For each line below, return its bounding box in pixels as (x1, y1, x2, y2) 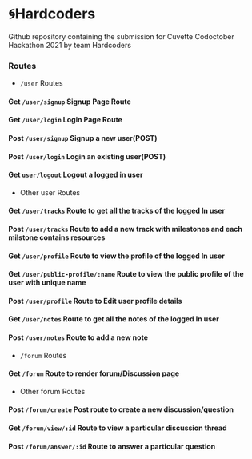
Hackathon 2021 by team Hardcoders (8, 40, 132, 50)
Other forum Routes (19, 386, 86, 396)
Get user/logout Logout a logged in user (8, 170, 143, 180)
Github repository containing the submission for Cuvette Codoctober (8, 31, 234, 41)
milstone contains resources (8, 233, 106, 242)
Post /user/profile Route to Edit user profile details (8, 296, 182, 305)
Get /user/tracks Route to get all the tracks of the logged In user (8, 206, 226, 216)
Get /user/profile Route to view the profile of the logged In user (8, 251, 226, 261)
